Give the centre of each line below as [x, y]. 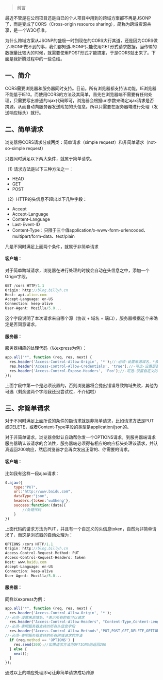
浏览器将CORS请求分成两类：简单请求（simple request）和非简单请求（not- [81, 142]
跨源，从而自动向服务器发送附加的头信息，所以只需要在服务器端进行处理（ [79, 106]
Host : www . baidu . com [26, 562]
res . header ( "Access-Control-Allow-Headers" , [55, 622]
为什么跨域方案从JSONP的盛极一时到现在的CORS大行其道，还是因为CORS [79, 40]
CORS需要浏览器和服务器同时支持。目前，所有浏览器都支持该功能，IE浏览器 [81, 88]
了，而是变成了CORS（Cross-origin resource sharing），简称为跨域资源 [76, 24]
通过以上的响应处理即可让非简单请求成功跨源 [50, 673]
